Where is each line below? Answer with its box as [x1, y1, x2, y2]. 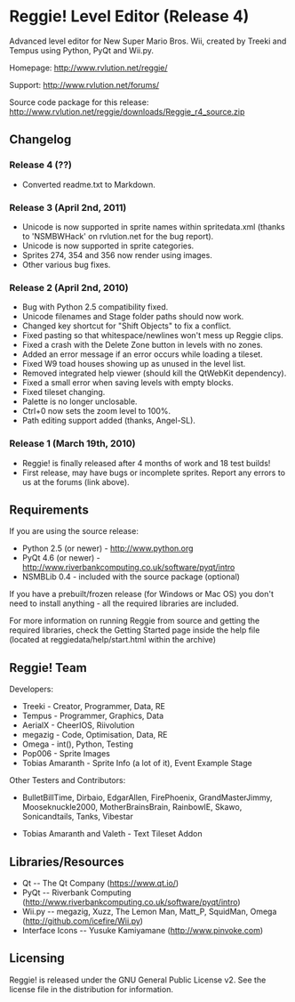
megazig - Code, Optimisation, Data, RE [21, 730, 168, 740]
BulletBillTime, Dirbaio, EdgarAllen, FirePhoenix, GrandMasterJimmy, [21, 792, 273, 803]
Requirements [9, 502, 89, 517]
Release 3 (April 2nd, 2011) [9, 201, 127, 214]
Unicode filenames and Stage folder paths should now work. [21, 311, 244, 322]
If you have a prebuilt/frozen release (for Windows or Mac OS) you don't [9, 589, 274, 600]
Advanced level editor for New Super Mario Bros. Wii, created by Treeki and [9, 36, 287, 46]
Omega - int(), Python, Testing [21, 739, 133, 749]
